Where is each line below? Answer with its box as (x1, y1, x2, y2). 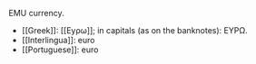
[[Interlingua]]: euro (21, 35, 95, 45)
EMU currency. (8, 8, 64, 18)
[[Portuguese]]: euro (21, 44, 99, 55)
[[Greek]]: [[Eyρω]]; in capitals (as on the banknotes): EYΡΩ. (21, 25, 248, 35)
